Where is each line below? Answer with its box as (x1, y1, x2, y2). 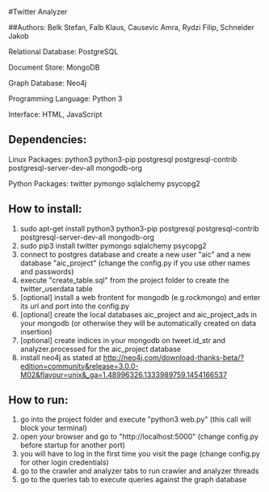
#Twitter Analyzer (8, 7, 68, 16)
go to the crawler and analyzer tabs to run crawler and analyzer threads (19, 466, 259, 476)
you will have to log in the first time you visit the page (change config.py (19, 449, 260, 459)
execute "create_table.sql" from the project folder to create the (19, 275, 229, 285)
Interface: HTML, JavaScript (8, 109, 103, 119)
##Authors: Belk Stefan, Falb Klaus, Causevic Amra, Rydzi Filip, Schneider (8, 23, 254, 32)
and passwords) (19, 266, 74, 276)
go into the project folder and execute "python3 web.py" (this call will (19, 414, 252, 424)
